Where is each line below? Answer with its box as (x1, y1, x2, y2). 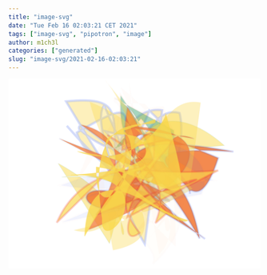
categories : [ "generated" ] (8, 47, 98, 55)
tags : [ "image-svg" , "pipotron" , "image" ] (8, 30, 152, 38)
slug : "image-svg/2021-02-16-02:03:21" (8, 55, 141, 63)
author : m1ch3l (8, 38, 59, 47)
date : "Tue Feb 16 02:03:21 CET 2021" (8, 21, 137, 30)
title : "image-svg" (8, 13, 74, 21)
